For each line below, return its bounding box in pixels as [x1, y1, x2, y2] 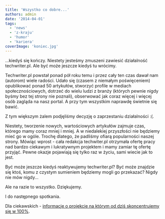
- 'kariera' [9, 39, 35, 44]
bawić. [5, 104, 19, 109]
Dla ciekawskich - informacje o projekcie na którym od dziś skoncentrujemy [5, 203, 160, 209]
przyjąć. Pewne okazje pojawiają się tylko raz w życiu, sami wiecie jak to [5, 149, 153, 155]
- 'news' [9, 26, 28, 31]
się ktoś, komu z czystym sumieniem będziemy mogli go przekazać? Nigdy [5, 169, 158, 175]
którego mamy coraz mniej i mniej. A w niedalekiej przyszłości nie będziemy [5, 128, 160, 134]
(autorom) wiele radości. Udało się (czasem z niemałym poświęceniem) [5, 77, 151, 83]
